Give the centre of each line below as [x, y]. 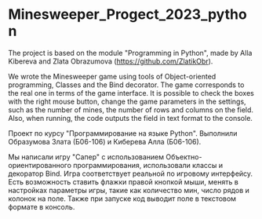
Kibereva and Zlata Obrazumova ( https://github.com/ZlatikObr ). [111, 61]
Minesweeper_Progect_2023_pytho [127, 15]
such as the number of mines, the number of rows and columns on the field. [131, 109]
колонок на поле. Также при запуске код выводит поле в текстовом [122, 199]
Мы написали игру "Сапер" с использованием [86, 157]
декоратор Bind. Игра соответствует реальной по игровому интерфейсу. [131, 173]
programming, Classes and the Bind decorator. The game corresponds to [126, 85]
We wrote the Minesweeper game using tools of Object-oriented [112, 76]
